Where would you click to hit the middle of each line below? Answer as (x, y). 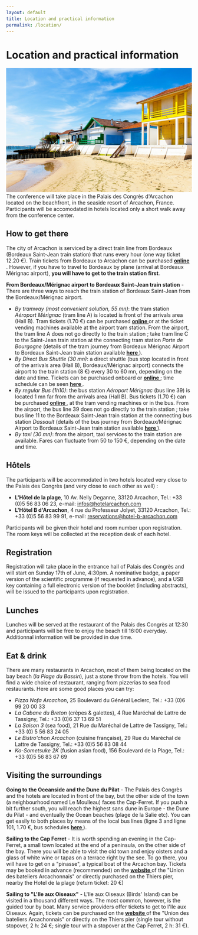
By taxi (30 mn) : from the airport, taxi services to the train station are (98, 434)
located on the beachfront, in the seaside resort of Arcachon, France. (90, 202)
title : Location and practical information (60, 19)
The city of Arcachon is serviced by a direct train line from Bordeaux (89, 248)
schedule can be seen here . (49, 384)
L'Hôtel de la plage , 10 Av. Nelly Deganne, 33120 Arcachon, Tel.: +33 (98, 497)
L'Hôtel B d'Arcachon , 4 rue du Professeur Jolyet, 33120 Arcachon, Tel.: (103, 510)
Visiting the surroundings (54, 775)
